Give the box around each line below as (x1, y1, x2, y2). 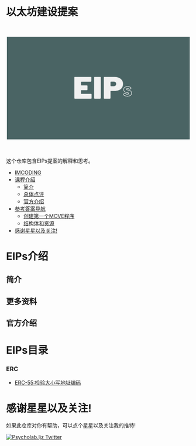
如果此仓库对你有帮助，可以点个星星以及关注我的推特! (6, 422, 136, 429)
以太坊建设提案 (6, 5, 78, 19)
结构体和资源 (23, 220, 54, 227)
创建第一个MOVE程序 (23, 212, 75, 219)
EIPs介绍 (6, 250, 49, 263)
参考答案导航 (14, 205, 46, 212)
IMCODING (14, 169, 42, 176)
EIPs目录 (6, 344, 49, 357)
